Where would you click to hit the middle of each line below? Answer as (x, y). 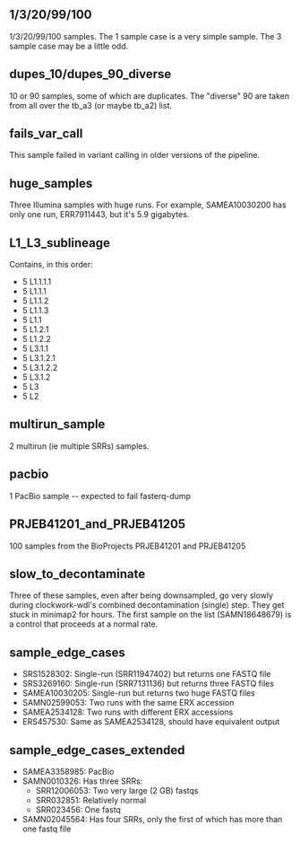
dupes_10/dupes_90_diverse (90, 74)
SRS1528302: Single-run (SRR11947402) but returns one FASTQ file (146, 674)
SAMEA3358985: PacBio (68, 771)
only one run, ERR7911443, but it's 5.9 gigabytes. (99, 215)
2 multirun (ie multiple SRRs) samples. (79, 446)
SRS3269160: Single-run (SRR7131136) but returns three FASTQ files (148, 684)
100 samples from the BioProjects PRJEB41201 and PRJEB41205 (128, 546)
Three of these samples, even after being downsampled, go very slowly (141, 595)
